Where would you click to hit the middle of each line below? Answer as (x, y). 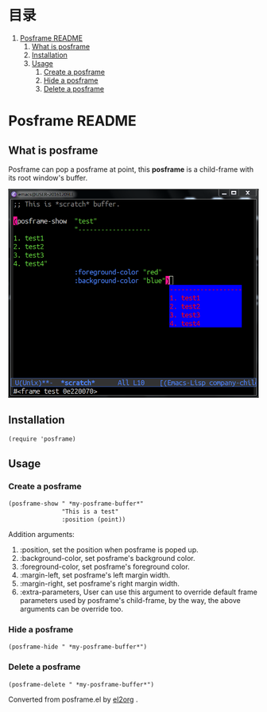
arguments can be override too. (72, 609)
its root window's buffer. (48, 177)
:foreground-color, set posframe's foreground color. (104, 567)
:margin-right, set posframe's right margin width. (100, 584)
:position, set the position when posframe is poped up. (109, 550)
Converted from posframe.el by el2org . (73, 699)
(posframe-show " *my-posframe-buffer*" (76, 504)
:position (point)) (94, 520)
